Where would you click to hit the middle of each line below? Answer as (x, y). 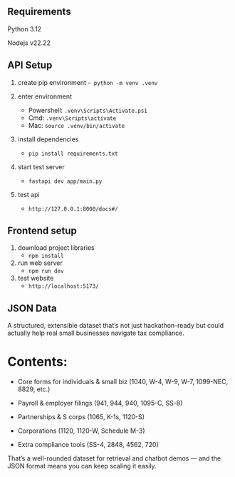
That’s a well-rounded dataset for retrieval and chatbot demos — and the (114, 458)
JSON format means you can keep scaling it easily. (82, 466)
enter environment (45, 96)
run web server (40, 263)
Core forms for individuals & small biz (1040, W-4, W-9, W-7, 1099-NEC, (123, 382)
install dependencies (48, 139)
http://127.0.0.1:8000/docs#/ (73, 209)
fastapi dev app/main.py (65, 181)
